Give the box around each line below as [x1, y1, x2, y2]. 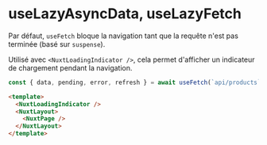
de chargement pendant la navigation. [8, 63, 133, 72]
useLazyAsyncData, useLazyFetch [8, 5, 242, 23]
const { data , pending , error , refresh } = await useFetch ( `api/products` [8, 78, 261, 86]
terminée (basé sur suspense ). [8, 39, 106, 48]
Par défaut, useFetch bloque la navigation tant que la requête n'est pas [8, 31, 238, 40]
